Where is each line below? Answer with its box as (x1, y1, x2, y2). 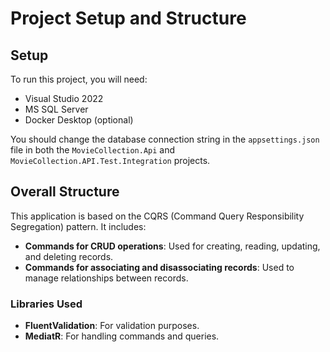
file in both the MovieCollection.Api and (10, 144, 176, 156)
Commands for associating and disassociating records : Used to (24, 261, 295, 273)
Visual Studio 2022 (24, 93, 104, 104)
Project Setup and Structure (10, 7, 247, 30)
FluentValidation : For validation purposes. (24, 320, 200, 332)
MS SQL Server (24, 103, 89, 115)
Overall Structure (10, 183, 120, 201)
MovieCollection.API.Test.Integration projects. (10, 155, 211, 166)
